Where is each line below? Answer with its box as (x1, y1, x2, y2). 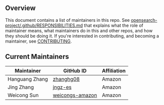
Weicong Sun (7, 92, 39, 99)
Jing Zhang (7, 84, 34, 91)
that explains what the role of (84, 22, 144, 28)
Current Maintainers (5, 52, 69, 61)
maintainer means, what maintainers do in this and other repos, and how (5, 27, 153, 34)
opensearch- (130, 17, 158, 23)
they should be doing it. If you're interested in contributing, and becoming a (5, 33, 160, 39)
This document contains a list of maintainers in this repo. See (5, 17, 130, 23)
